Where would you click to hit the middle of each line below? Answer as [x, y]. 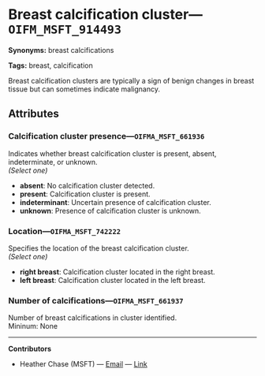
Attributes [34, 114]
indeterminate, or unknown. [53, 162]
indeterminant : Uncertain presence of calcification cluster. [115, 202]
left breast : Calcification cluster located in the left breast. [113, 280]
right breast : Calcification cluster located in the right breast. [117, 272]
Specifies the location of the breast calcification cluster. [99, 248]
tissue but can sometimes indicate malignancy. [84, 89]
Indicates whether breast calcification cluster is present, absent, [112, 153]
